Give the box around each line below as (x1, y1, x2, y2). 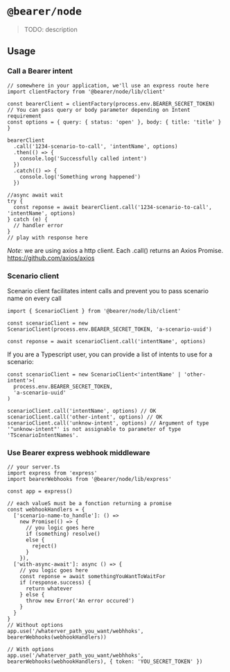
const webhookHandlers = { (7, 506, 85, 514)
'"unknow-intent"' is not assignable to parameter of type (7, 425, 182, 432)
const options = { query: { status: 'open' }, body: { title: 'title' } (7, 118, 222, 126)
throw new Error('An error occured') (25, 598, 135, 605)
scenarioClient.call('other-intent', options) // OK (7, 413, 163, 420)
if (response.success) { (19, 579, 91, 587)
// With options (7, 646, 54, 653)
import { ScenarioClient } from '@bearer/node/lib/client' (7, 307, 182, 314)
